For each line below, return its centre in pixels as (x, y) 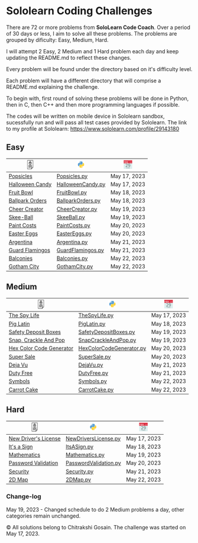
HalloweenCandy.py (81, 184)
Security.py (80, 471)
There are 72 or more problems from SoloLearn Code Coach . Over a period (98, 27)
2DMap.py (79, 479)
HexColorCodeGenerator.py (112, 348)
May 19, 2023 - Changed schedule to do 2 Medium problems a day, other (95, 509)
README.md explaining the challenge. (53, 86)
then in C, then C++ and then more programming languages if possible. (93, 104)
